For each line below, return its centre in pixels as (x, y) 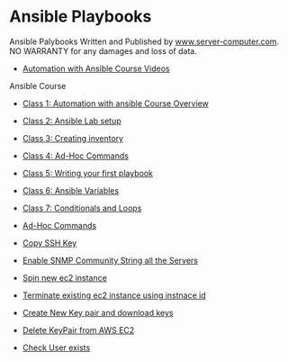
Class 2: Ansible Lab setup (72, 121)
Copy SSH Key (49, 243)
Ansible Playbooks (81, 17)
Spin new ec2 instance (65, 277)
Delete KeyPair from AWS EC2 (78, 329)
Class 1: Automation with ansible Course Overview (115, 103)
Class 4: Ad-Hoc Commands (75, 156)
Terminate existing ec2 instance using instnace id (114, 295)
